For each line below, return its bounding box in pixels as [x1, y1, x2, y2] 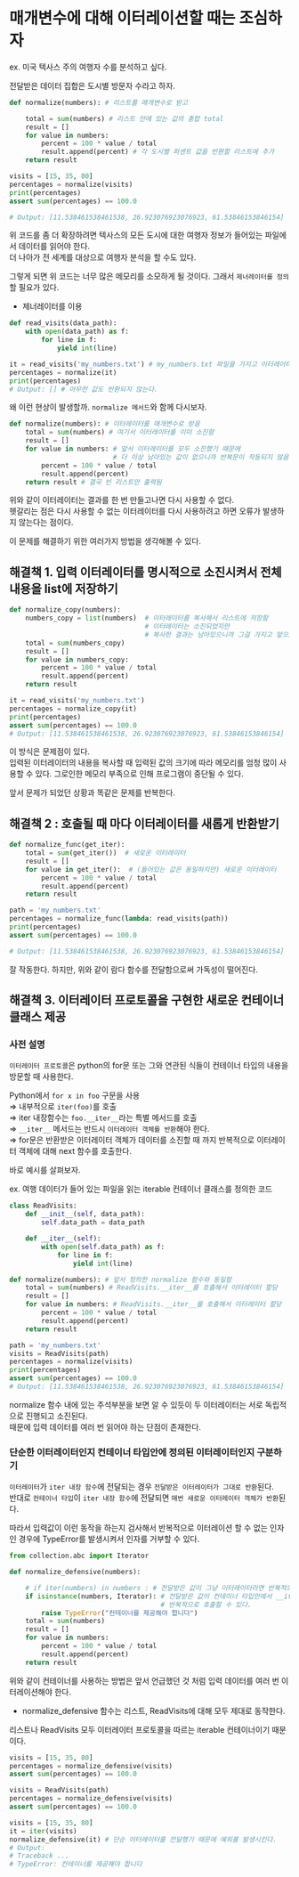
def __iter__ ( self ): [25, 1234, 101, 1243]
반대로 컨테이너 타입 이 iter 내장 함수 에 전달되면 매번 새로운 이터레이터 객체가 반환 [9, 1492, 279, 1503]
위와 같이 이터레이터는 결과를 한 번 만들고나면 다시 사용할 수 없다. [9, 495, 235, 506]
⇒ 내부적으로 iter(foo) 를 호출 [9, 1101, 117, 1112]
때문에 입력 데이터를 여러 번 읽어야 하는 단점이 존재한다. [9, 1421, 202, 1432]
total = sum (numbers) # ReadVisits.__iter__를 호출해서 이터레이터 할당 [25, 1283, 279, 1292]
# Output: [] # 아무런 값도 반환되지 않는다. [9, 385, 158, 394]
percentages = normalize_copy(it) [9, 704, 138, 713]
